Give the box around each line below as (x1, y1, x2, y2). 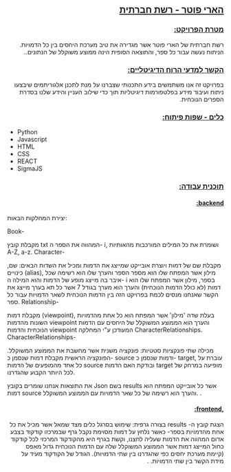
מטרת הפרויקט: (173, 25, 224, 34)
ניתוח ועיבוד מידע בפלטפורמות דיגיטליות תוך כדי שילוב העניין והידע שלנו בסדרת (19, 87, 224, 96)
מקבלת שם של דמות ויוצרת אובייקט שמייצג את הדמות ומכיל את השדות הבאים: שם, (7, 261, 221, 270)
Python (16, 128, 38, 136)
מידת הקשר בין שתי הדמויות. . (146, 456, 224, 465)
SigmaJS (16, 164, 43, 173)
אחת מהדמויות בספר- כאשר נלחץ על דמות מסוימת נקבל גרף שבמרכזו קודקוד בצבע (10, 427, 224, 436)
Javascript (16, 136, 47, 144)
